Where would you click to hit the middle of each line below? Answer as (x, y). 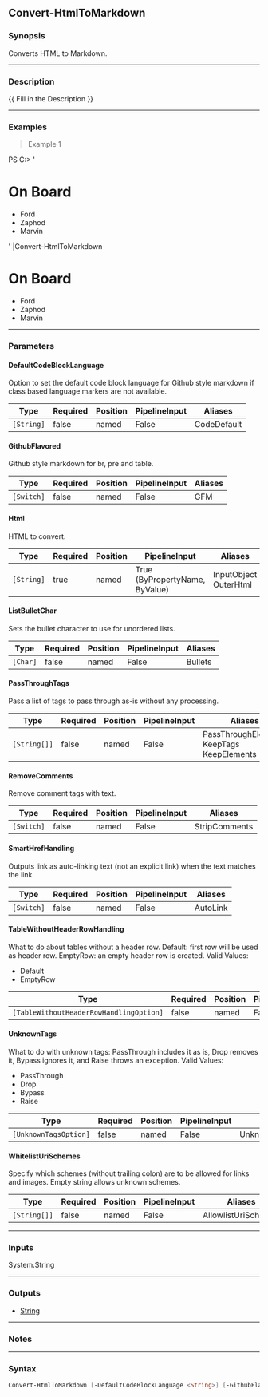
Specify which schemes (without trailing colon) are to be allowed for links (129, 1173)
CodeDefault (218, 425)
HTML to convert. (37, 536)
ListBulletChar (33, 611)
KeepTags (221, 744)
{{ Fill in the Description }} (51, 98)
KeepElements (229, 754)
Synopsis (27, 36)
